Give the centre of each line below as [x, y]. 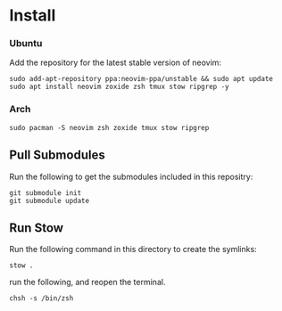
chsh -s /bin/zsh [41, 299]
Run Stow [37, 228]
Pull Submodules [57, 155]
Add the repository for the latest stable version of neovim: [115, 62]
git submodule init [46, 192]
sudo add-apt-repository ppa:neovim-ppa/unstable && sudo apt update [141, 79]
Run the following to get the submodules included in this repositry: [131, 176]
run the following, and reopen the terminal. [87, 282]
